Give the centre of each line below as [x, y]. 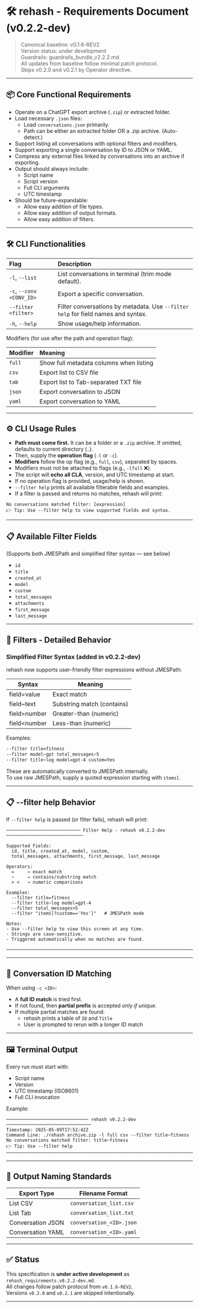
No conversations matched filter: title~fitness [67, 1140]
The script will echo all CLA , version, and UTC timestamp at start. [94, 475]
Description [75, 263]
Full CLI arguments [46, 187]
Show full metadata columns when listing [97, 362]
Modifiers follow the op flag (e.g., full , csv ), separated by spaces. [96, 462]
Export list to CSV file [69, 373]
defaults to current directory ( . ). [54, 449]
